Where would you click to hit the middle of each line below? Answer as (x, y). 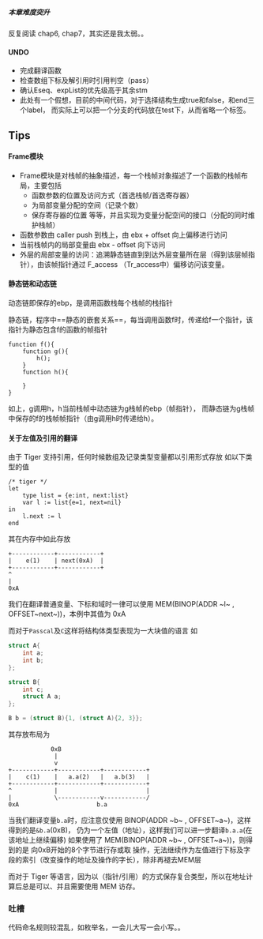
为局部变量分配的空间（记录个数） (87, 205)
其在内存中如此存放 (39, 539)
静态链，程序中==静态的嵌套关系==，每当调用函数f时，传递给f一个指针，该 (131, 319)
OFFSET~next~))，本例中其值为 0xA (67, 614)
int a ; (33, 653)
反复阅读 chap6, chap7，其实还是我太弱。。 (78, 33)
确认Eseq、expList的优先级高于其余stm (83, 90)
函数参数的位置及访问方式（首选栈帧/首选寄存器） (112, 195)
